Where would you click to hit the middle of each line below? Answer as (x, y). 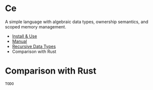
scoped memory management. (36, 26)
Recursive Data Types (34, 46)
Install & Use (24, 36)
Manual (20, 41)
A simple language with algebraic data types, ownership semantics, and (77, 22)
